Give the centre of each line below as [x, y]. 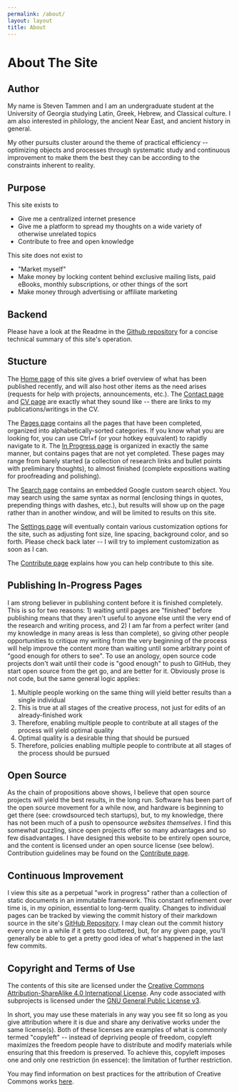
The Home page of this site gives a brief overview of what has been [107, 378]
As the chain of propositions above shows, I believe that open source [109, 792]
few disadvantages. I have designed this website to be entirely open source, [119, 838]
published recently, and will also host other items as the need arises [107, 386]
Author [23, 89]
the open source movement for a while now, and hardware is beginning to [116, 808]
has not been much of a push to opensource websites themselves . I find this [119, 823]
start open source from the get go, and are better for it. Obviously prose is [116, 671]
